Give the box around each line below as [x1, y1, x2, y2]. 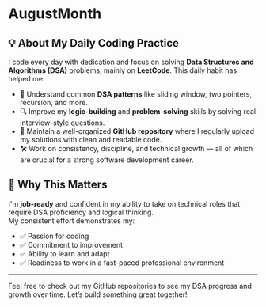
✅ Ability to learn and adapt [19, 248, 110, 258]
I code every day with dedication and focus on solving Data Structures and [8, 57, 255, 66]
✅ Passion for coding [19, 231, 89, 241]
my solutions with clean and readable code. [19, 135, 162, 144]
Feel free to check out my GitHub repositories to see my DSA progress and [8, 281, 252, 290]
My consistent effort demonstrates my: [8, 215, 135, 226]
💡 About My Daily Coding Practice [8, 36, 180, 50]
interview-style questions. [19, 118, 105, 127]
